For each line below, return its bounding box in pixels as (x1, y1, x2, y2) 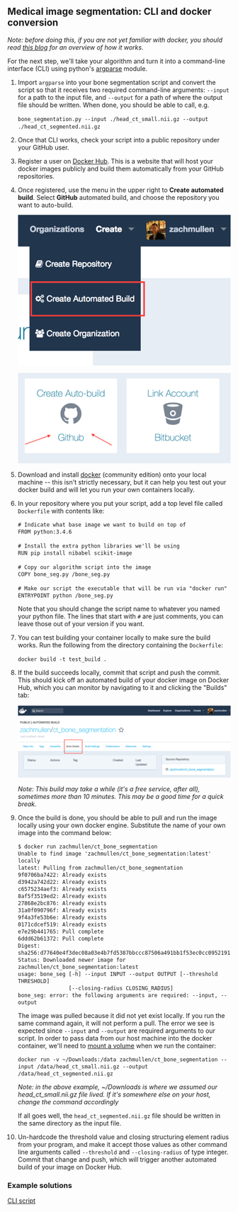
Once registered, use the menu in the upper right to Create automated (17, 186, 225, 194)
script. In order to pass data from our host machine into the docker (17, 1033, 212, 1042)
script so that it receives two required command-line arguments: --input (17, 85, 229, 94)
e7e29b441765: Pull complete (17, 928, 104, 935)
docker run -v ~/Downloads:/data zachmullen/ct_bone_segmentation (17, 1055, 218, 1063)
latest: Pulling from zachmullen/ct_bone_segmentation (17, 864, 183, 871)
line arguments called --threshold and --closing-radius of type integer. (17, 1148, 229, 1156)
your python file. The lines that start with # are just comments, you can (17, 612, 224, 621)
